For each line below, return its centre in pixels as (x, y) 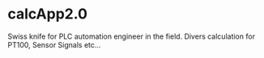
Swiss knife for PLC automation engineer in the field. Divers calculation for (132, 36)
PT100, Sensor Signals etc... (54, 44)
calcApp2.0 (48, 14)
